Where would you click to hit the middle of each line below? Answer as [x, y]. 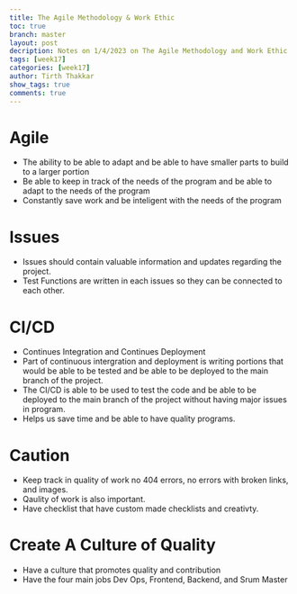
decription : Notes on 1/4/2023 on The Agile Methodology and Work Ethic [148, 51]
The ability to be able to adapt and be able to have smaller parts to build [156, 162]
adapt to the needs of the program [86, 191]
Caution [40, 455]
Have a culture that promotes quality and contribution [121, 570]
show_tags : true [40, 85]
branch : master [38, 34]
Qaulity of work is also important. [84, 499]
